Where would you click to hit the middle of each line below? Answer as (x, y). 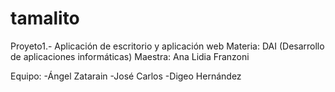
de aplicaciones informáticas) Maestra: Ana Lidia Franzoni (130, 56)
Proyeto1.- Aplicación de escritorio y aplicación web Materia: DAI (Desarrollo (167, 46)
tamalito (45, 18)
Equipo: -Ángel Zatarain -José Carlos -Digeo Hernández (126, 76)
